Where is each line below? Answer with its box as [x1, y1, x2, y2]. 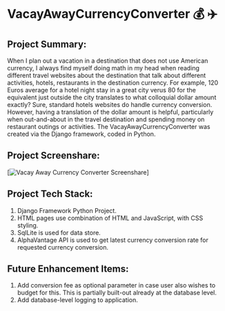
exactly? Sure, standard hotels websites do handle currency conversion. [7, 101, 213, 108]
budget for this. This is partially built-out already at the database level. [17, 288, 217, 297]
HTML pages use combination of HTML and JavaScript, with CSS [17, 214, 204, 222]
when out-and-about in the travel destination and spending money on [7, 115, 205, 123]
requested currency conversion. [17, 243, 109, 251]
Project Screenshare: [7, 150, 100, 161]
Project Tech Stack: [7, 188, 93, 200]
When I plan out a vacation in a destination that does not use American [7, 57, 208, 65]
